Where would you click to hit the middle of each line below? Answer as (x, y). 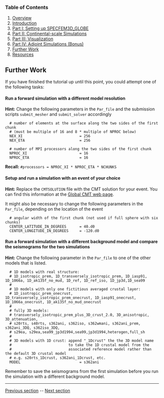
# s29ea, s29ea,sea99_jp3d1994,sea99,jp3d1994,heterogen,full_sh (77, 332)
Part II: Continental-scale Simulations (49, 34)
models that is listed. (26, 263)
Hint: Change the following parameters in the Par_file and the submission (80, 109)
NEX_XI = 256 (50, 136)
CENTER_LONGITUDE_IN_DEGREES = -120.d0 (54, 231)
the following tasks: (25, 87)
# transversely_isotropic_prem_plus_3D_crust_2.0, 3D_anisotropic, (80, 315)
